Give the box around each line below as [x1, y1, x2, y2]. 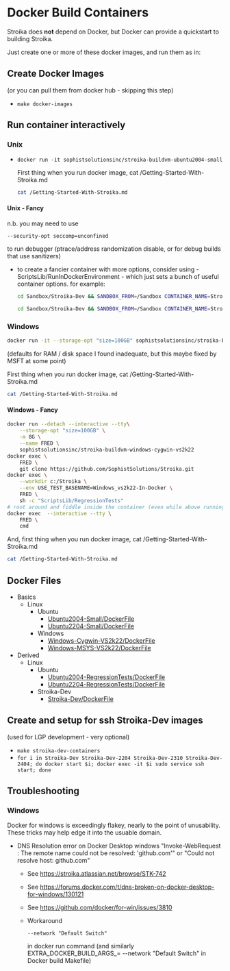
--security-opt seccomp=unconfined [7, 232, 109, 239]
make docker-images [16, 101, 73, 108]
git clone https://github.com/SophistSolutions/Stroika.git [19, 465, 194, 472]
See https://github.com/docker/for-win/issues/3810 [27, 903, 172, 912]
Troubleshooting [7, 785, 80, 797]
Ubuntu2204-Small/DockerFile [47, 622, 135, 630]
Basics [16, 593, 36, 601]
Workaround [27, 917, 63, 925]
